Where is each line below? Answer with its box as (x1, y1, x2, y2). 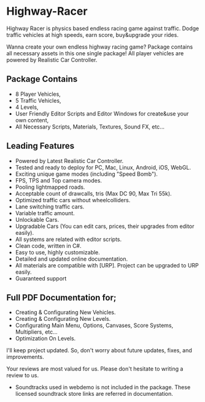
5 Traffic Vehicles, (15, 97, 61, 104)
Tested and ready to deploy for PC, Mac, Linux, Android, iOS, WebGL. (15, 164, 191, 171)
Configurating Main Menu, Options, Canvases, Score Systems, (15, 321, 174, 329)
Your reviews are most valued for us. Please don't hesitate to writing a (6, 365, 184, 372)
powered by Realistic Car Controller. (6, 56, 98, 63)
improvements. (6, 353, 44, 361)
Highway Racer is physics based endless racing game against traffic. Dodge (6, 25, 199, 32)
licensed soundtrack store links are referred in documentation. (15, 390, 173, 398)
